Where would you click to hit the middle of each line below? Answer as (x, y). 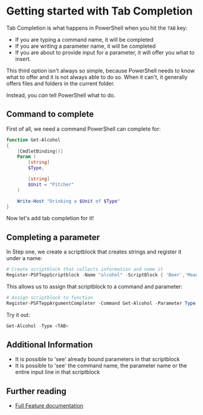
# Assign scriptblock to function (50, 298)
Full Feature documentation (49, 406)
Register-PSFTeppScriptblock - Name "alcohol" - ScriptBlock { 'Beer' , (96, 275)
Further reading (36, 391)
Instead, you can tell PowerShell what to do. (61, 95)
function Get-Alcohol (34, 140)
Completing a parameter (53, 237)
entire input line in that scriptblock (57, 372)
